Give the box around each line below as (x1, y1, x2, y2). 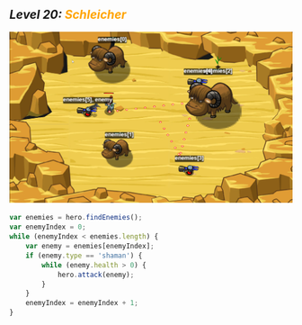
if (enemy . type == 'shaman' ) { (25, 251, 143, 260)
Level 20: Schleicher (9, 7, 127, 23)
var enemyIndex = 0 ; (9, 222, 87, 232)
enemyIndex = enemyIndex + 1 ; (25, 299, 139, 308)
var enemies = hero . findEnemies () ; (9, 213, 143, 222)
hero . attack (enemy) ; (57, 270, 135, 279)
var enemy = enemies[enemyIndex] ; (25, 242, 155, 251)
